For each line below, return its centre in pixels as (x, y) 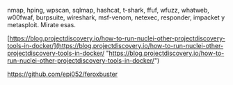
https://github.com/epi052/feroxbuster (63, 74)
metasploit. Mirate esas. (42, 25)
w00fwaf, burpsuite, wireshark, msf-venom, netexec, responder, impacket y (116, 17)
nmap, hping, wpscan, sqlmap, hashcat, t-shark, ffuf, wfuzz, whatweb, (109, 10)
